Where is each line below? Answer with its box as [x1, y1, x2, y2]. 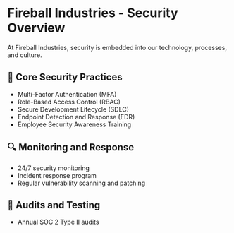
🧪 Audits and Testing [7, 199, 101, 211]
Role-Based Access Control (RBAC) [17, 97, 121, 106]
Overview [7, 20, 66, 36]
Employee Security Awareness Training [17, 120, 132, 129]
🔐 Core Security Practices [7, 71, 123, 83]
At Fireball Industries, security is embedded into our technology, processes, [7, 43, 228, 52]
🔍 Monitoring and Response [7, 141, 135, 153]
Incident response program [17, 171, 97, 179]
